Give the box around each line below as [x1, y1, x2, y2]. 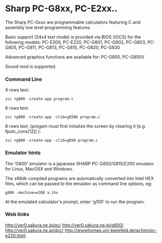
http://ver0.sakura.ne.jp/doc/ [5, 227, 64, 233]
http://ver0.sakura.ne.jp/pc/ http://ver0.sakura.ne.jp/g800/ [5, 222, 124, 228]
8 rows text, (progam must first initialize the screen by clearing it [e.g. [5, 123, 146, 129]
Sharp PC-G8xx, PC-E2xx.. [5, 3, 118, 14]
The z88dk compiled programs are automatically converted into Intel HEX [5, 175, 154, 181]
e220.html [5, 232, 26, 239]
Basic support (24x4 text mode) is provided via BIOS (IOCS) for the [5, 34, 141, 40]
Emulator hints [5, 150, 41, 156]
